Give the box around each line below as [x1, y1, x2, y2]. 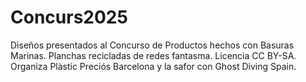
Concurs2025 [10, 6, 128, 29]
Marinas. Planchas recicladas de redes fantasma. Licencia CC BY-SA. [10, 49, 297, 61]
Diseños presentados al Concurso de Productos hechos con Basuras [10, 39, 295, 51]
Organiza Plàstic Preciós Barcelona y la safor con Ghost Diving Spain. [10, 60, 297, 72]
